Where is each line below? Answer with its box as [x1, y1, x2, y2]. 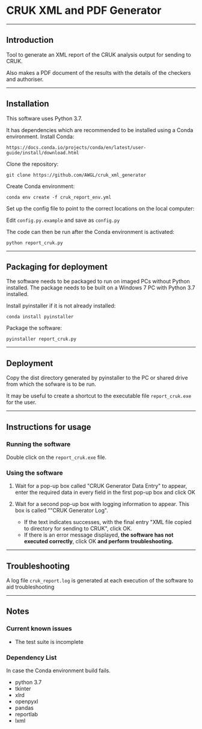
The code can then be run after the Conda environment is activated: [6, 228, 174, 235]
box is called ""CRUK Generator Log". [14, 507, 108, 514]
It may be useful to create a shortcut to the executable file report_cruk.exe [6, 393, 191, 400]
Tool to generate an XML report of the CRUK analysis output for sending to [6, 51, 191, 58]
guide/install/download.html [6, 150, 79, 156]
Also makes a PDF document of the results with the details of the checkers [6, 69, 191, 76]
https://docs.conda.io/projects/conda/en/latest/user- [6, 144, 147, 151]
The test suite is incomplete [14, 638, 84, 645]
